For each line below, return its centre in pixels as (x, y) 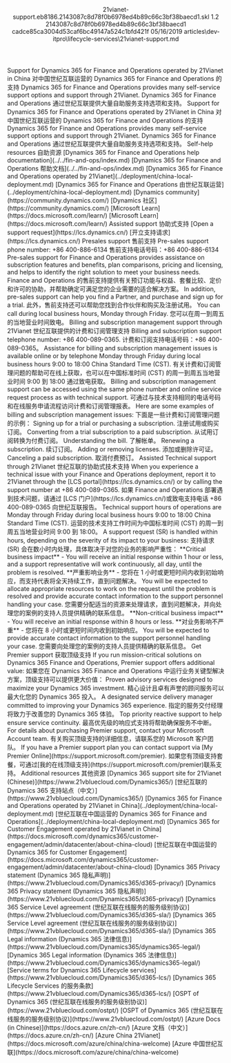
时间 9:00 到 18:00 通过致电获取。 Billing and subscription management (114, 381)
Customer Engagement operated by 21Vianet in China (83, 829)
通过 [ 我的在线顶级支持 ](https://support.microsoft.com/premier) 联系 (121, 764)
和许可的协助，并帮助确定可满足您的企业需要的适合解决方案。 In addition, (111, 289)
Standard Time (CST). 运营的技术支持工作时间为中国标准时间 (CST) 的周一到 (115, 523)
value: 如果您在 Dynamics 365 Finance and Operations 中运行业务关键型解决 (116, 671)
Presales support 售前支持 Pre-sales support (145, 241)
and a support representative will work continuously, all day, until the (104, 564)
